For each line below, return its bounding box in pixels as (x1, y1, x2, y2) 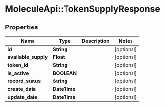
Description (81, 38, 110, 44)
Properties (5, 23, 38, 31)
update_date (7, 94, 38, 100)
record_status (7, 78, 41, 84)
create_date (7, 86, 36, 92)
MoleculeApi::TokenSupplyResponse (5, 3, 160, 15)
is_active (7, 70, 29, 77)
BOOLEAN (52, 70, 77, 77)
